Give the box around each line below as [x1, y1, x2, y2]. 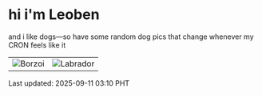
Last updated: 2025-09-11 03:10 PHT [8, 78, 130, 88]
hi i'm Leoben [8, 6, 100, 24]
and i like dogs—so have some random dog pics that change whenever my [8, 32, 254, 41]
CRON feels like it [8, 40, 66, 49]
